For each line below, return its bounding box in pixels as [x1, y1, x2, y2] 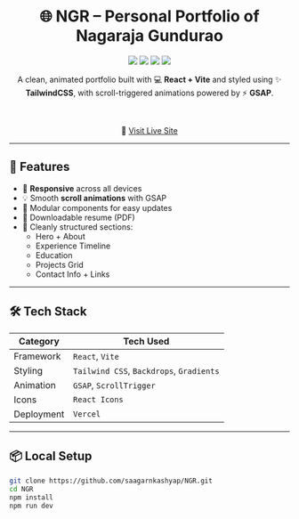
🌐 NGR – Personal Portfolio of [39, 6, 260, 27]
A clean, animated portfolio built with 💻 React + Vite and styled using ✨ [17, 74, 282, 85]
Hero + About [35, 231, 86, 241]
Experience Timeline [35, 240, 111, 251]
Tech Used [123, 335, 170, 347]
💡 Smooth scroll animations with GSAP [21, 192, 167, 203]
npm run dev [9, 501, 53, 510]
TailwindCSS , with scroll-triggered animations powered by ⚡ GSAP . [25, 87, 274, 98]
